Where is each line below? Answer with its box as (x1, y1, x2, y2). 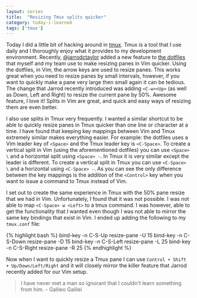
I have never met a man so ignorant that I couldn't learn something (20, 280, 182, 287)
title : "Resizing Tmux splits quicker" (6, 14, 107, 20)
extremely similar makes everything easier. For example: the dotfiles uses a (6, 134, 188, 141)
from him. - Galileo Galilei (20, 286, 82, 293)
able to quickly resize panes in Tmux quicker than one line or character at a (6, 121, 188, 128)
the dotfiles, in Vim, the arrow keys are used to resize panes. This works (6, 66, 181, 74)
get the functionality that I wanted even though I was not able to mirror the (6, 208, 186, 215)
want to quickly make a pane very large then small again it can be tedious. (6, 79, 186, 86)
